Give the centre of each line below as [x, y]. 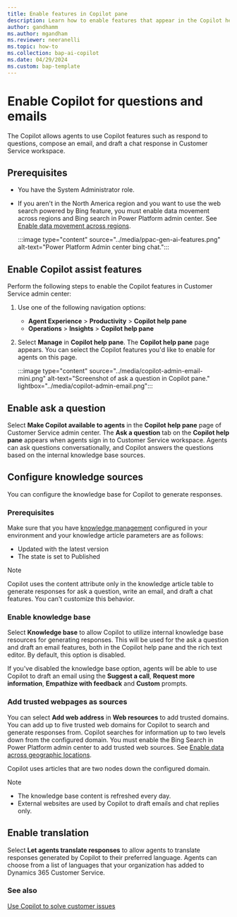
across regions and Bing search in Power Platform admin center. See [117, 219]
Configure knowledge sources [75, 477]
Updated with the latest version [63, 549]
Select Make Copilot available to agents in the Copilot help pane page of [115, 425]
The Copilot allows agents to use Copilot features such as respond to [108, 135]
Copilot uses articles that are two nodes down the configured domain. [109, 768]
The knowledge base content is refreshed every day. [94, 796]
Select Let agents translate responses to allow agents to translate [104, 850]
